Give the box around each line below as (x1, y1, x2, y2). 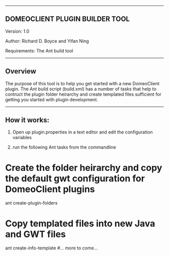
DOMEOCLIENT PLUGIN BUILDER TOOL (5, 15, 130, 23)
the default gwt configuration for (5, 172, 145, 184)
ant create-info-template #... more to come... (5, 245, 98, 251)
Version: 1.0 (5, 28, 30, 34)
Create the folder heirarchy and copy (5, 162, 162, 173)
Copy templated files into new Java (5, 218, 155, 229)
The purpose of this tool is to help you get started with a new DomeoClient (5, 80, 160, 86)
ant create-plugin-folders (5, 200, 58, 206)
